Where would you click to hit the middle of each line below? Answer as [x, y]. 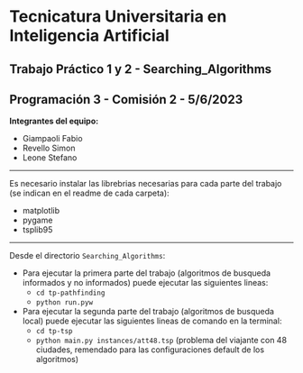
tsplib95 [37, 230]
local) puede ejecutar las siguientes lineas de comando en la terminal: [152, 321]
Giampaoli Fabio [52, 139]
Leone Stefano [50, 158]
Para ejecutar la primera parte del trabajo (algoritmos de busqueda [147, 273]
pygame [37, 220]
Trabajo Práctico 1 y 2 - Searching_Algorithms [141, 69]
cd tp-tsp [55, 332]
